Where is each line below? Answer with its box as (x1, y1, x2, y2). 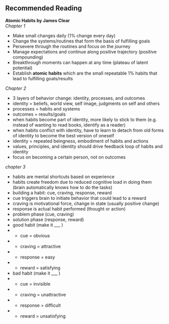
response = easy (20, 254, 55, 260)
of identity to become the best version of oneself (12, 132, 115, 138)
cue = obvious (20, 232, 50, 239)
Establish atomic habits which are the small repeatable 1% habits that (12, 70, 157, 76)
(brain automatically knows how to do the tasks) (12, 184, 112, 190)
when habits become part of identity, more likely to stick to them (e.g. (12, 116, 157, 123)
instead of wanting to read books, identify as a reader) (12, 122, 126, 128)
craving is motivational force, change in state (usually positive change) (12, 200, 160, 206)
